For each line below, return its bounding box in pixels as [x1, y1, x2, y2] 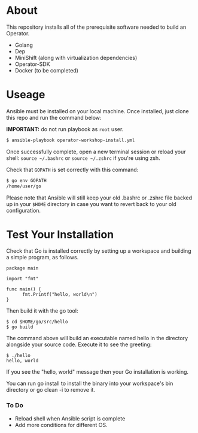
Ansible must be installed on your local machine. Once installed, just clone [6, 107, 190, 114]
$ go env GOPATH [6, 177, 47, 183]
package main [6, 265, 39, 271]
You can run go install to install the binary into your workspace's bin [6, 380, 173, 387]
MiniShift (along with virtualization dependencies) [14, 54, 138, 61]
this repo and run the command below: [6, 114, 102, 121]
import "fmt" [6, 276, 39, 282]
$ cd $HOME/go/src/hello [6, 319, 68, 325]
